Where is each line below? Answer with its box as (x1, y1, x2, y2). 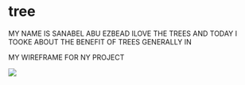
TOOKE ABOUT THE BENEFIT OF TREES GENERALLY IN (8, 37, 192, 46)
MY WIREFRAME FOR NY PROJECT (8, 52, 125, 62)
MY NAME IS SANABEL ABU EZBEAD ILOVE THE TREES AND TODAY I (8, 29, 238, 38)
